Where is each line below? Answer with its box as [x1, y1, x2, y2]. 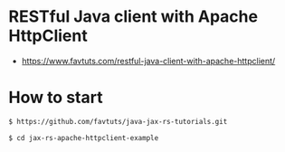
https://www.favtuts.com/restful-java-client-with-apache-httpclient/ [21, 55, 276, 66]
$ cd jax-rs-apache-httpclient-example [8, 133, 159, 142]
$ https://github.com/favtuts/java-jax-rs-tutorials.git [8, 117, 228, 126]
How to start [8, 88, 103, 108]
